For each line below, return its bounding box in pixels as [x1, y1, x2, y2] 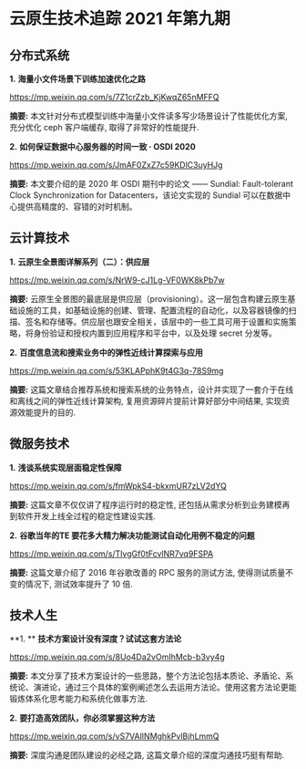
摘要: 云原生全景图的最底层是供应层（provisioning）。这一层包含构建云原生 [9, 293, 289, 304]
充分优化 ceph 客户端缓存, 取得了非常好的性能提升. [9, 122, 199, 132]
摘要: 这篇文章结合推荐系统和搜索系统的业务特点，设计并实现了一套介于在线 [9, 384, 294, 395]
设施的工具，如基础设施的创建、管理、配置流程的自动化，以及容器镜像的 [16, 305, 289, 316]
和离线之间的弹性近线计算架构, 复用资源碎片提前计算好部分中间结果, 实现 [9, 395, 282, 406]
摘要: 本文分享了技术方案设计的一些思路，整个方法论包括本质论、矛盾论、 [9, 670, 286, 681]
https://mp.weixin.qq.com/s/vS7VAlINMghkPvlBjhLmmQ [9, 731, 220, 742]
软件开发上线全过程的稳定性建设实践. [16, 510, 157, 521]
